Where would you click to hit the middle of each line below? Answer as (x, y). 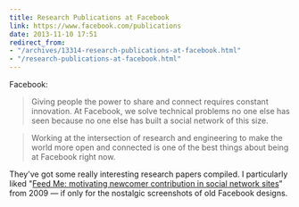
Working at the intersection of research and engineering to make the (157, 138)
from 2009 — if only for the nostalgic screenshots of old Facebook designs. (149, 193)
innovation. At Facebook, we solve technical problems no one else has (160, 111)
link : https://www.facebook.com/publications (95, 26)
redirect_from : (37, 42)
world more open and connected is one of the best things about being (160, 147)
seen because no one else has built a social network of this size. (150, 120)
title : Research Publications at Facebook (89, 17)
